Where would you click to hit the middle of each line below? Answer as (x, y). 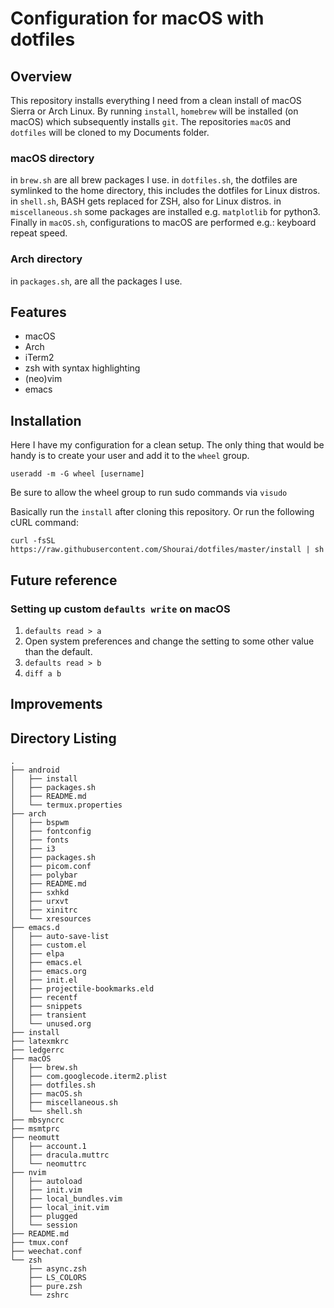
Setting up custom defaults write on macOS (120, 609)
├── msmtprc (35, 1129)
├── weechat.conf (46, 1252)
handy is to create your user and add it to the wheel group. (130, 456)
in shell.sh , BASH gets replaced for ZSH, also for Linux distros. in (146, 201)
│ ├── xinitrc (44, 910)
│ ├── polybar (44, 875)
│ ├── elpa (37, 954)
